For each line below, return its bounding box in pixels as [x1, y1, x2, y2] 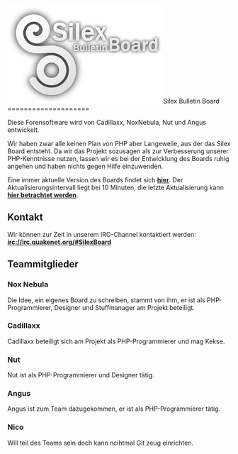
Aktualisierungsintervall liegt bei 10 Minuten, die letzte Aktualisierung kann [7, 183, 225, 192]
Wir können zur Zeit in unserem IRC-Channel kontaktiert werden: [7, 230, 196, 238]
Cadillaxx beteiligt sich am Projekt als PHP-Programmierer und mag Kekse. [7, 337, 225, 345]
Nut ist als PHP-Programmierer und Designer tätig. [7, 371, 154, 380]
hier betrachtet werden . [7, 191, 79, 199]
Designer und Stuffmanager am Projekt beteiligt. [54, 303, 195, 311]
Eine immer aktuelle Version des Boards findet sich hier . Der [7, 176, 183, 184]
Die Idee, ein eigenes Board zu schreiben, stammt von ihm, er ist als [7, 296, 205, 304]
